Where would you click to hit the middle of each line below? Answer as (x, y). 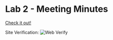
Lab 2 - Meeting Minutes (57, 9)
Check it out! (18, 23)
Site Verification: (22, 32)
